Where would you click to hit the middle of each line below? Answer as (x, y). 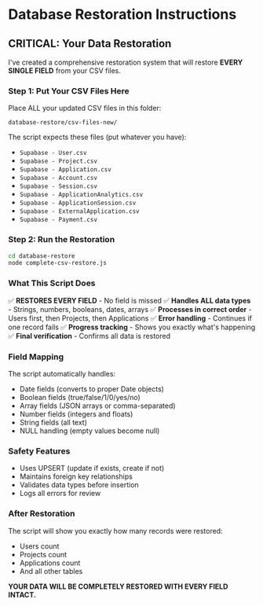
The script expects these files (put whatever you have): (97, 137)
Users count (39, 546)
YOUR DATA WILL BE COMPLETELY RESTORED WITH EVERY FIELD (118, 586)
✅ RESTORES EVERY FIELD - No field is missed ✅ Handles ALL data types (130, 300)
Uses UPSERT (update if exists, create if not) (92, 468)
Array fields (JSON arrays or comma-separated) (97, 406)
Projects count (43, 554)
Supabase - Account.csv (58, 178)
